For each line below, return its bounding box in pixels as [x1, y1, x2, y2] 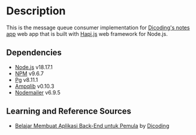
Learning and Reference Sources [6, 106, 132, 116]
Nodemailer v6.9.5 [14, 88, 61, 96]
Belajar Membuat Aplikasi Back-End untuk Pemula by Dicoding [14, 122, 170, 129]
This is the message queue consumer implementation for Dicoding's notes [6, 24, 190, 31]
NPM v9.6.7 [14, 70, 44, 77]
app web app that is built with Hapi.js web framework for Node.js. [6, 30, 168, 37]
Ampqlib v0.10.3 [14, 82, 55, 90]
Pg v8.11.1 [14, 76, 38, 83]
